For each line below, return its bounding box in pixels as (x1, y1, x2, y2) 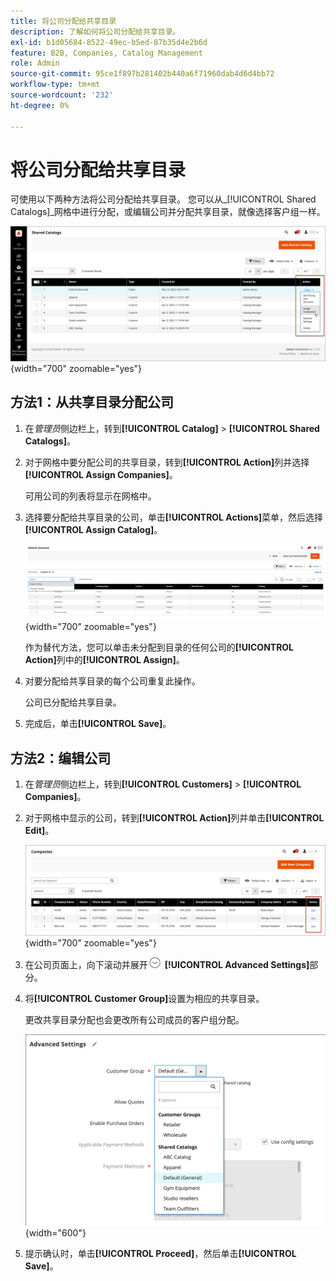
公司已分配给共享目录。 (24, 696, 122, 709)
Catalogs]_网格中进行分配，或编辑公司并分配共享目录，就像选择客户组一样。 (10, 206, 326, 218)
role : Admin (10, 58, 60, 69)
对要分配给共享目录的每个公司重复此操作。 (24, 675, 201, 687)
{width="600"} (24, 1227, 87, 1239)
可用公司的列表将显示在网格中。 (24, 490, 157, 502)
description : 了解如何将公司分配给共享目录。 (10, 26, 181, 37)
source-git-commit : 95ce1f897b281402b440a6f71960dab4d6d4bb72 (10, 69, 275, 79)
